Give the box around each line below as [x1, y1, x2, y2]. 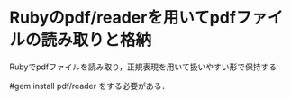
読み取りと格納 [41, 30, 152, 50]
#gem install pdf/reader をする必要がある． [9, 80, 170, 91]
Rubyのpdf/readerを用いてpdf [9, 7, 237, 28]
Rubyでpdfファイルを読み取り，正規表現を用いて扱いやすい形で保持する [9, 61, 277, 72]
